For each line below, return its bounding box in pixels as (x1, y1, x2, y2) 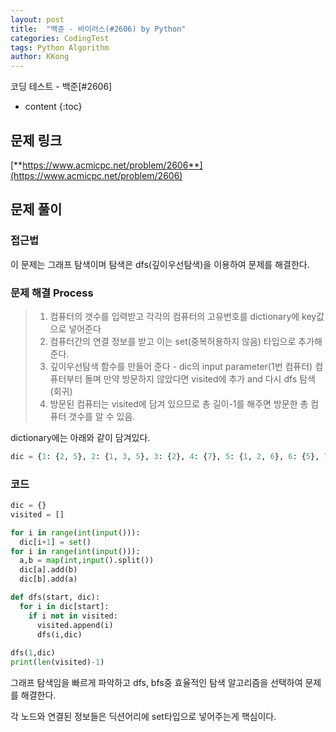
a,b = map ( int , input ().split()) (19, 556, 155, 566)
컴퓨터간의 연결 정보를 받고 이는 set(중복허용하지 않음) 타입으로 (49, 335, 297, 347)
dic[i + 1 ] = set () (19, 537, 92, 547)
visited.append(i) (36, 620, 114, 630)
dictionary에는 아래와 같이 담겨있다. (10, 431, 151, 443)
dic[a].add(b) (19, 565, 78, 575)
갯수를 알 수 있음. (68, 410, 136, 422)
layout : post (10, 14, 65, 25)
